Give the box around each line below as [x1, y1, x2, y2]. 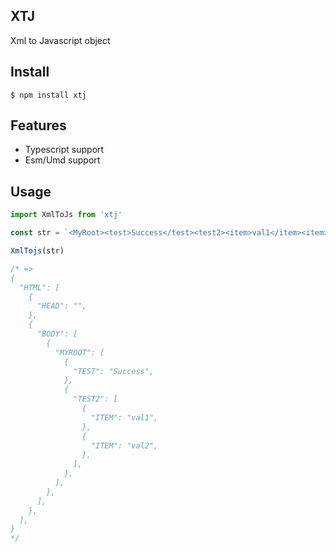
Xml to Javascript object [10, 34, 111, 46]
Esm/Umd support [24, 154, 101, 166]
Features [10, 117, 67, 134]
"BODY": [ [36, 329, 78, 339]
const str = [10, 228, 60, 238]
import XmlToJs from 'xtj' [10, 210, 123, 220]
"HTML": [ [19, 282, 60, 293]
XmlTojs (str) [10, 246, 65, 256]
